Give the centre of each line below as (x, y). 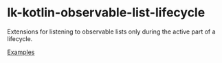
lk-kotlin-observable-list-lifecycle (106, 13)
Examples (21, 52)
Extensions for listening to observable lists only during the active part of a (111, 32)
